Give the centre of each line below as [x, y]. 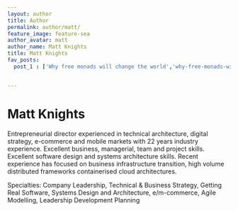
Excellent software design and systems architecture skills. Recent [103, 156]
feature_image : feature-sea [49, 34]
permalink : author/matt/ [44, 27]
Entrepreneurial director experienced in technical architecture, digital [108, 133]
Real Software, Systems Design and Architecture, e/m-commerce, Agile [112, 193]
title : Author [28, 21]
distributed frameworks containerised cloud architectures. [92, 171]
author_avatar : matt [38, 40]
